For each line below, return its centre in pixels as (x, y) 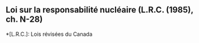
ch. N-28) (24, 20)
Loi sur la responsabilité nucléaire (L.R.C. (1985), (100, 10)
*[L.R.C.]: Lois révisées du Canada (49, 34)
